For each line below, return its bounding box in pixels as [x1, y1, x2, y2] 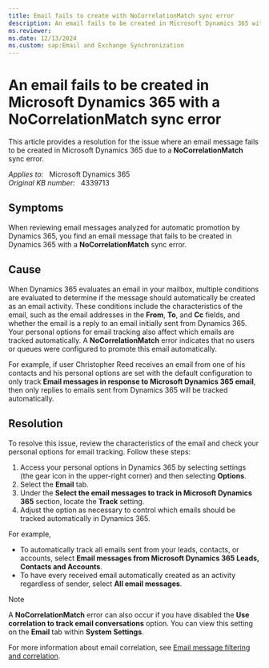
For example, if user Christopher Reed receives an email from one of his [8, 359, 246, 369]
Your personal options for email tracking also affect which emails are [8, 327, 235, 336]
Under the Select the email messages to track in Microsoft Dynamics [19, 487, 252, 498]
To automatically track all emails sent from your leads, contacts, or [19, 544, 239, 554]
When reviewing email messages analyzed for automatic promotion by [8, 222, 240, 232]
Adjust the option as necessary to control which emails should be [19, 505, 236, 515]
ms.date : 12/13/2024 [8, 34, 78, 43]
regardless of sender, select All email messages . [19, 579, 183, 589]
